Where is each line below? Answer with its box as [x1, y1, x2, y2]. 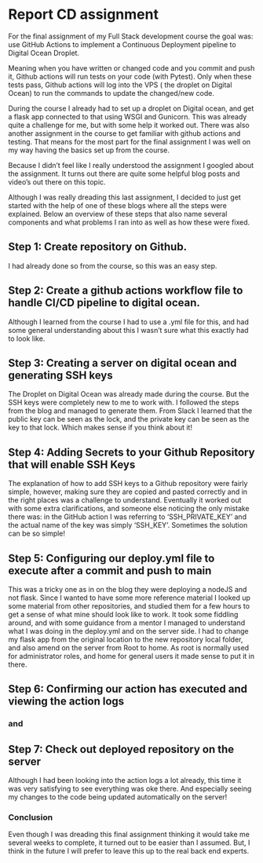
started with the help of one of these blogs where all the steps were [8, 200, 228, 210]
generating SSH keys [8, 368, 113, 382]
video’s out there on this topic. [8, 177, 106, 186]
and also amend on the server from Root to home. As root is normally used [8, 643, 250, 653]
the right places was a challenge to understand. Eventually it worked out [8, 495, 242, 505]
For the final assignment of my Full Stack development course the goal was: [8, 31, 254, 41]
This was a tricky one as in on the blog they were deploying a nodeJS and [8, 585, 247, 594]
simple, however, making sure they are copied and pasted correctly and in [8, 487, 248, 496]
